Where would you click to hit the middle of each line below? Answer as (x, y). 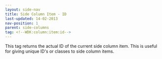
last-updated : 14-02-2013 (31, 19)
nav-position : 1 (22, 23)
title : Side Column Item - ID (36, 14)
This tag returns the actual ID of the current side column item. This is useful (81, 46)
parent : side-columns (27, 28)
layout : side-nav (23, 10)
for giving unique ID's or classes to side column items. (60, 51)
